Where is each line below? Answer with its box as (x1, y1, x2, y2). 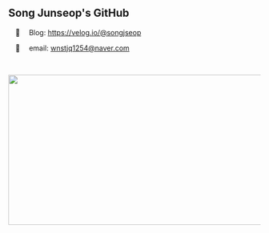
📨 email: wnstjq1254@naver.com (15, 43, 130, 53)
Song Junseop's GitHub (8, 6, 130, 20)
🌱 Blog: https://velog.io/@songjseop (15, 27, 142, 37)
